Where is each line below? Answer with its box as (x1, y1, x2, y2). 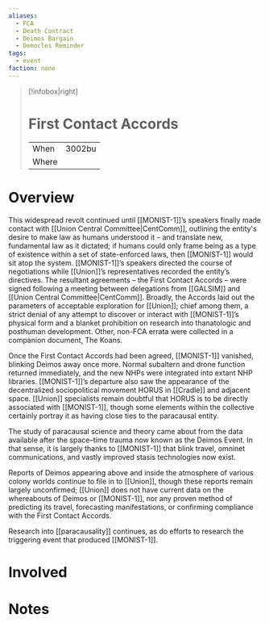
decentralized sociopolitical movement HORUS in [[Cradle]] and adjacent (8, 385, 251, 395)
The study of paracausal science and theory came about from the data (8, 426, 243, 436)
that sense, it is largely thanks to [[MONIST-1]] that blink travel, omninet (8, 443, 246, 453)
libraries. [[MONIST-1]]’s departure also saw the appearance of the (8, 376, 230, 386)
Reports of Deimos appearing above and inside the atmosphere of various (8, 467, 254, 477)
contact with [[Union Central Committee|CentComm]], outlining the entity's (8, 224, 258, 233)
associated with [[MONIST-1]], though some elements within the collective (8, 402, 255, 412)
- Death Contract (15, 27, 74, 35)
